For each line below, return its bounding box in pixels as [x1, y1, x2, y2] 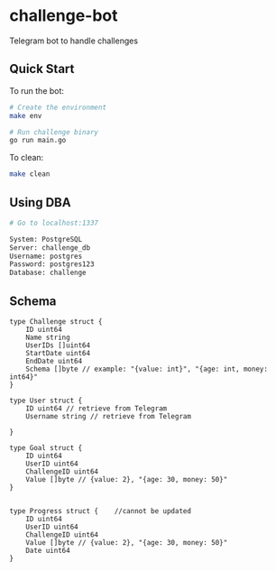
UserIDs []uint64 [25, 341, 91, 350]
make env [9, 111, 42, 120]
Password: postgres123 [9, 260, 95, 269]
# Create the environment [9, 103, 106, 112]
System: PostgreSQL [9, 235, 83, 244]
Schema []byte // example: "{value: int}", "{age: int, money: [25, 364, 269, 373]
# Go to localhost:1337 [9, 218, 99, 227]
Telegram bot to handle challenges [9, 35, 138, 46]
